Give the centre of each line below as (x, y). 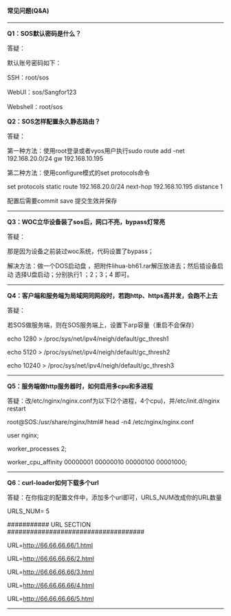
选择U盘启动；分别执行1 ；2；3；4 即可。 (74, 275)
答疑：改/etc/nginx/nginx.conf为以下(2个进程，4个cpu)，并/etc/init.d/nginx (113, 401)
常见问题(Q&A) (28, 10)
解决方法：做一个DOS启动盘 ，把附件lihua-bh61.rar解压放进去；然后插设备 (112, 266)
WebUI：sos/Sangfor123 (42, 92)
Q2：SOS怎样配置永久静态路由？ (54, 121)
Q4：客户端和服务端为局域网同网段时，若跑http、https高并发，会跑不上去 (112, 296)
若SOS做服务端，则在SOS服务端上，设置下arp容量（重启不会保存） (102, 325)
